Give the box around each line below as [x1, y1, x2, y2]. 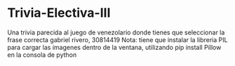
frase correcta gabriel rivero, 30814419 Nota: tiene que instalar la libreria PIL [7, 35, 228, 44]
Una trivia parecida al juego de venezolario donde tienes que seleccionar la [7, 28, 225, 37]
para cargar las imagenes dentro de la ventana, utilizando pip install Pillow [7, 43, 222, 51]
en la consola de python [7, 51, 77, 59]
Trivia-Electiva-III [7, 5, 111, 21]
